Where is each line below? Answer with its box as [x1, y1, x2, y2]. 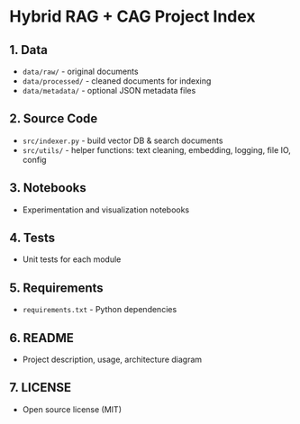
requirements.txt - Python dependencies [22, 304, 177, 315]
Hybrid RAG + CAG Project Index [9, 6, 256, 27]
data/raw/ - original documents [22, 66, 139, 77]
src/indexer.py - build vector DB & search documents [22, 135, 223, 146]
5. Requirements [9, 280, 104, 295]
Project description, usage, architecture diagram [22, 354, 203, 365]
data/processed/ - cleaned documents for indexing [22, 76, 212, 86]
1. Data [9, 42, 48, 58]
